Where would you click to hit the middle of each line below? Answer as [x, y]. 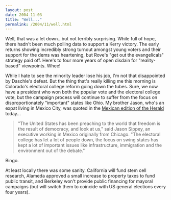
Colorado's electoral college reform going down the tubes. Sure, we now [82, 87]
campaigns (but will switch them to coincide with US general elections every [86, 187]
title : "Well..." [24, 19]
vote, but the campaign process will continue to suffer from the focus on [81, 97]
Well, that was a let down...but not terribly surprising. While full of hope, [81, 39]
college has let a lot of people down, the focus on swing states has [88, 140]
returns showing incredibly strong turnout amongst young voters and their [83, 49]
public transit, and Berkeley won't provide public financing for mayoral [79, 181]
